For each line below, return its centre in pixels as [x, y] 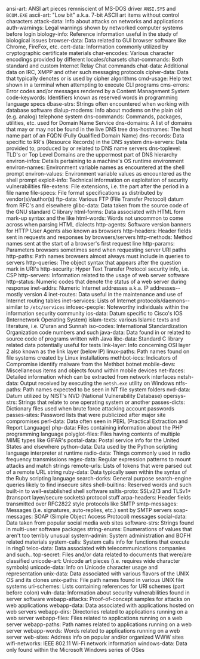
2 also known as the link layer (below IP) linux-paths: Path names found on [98, 351]
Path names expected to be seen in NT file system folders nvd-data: [107, 390]
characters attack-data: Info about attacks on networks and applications [95, 21]
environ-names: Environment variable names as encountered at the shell [96, 167]
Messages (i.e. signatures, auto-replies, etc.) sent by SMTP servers [89, 510]
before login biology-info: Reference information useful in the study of [92, 34]
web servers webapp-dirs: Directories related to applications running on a [97, 612]
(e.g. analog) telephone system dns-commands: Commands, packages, [94, 117]
